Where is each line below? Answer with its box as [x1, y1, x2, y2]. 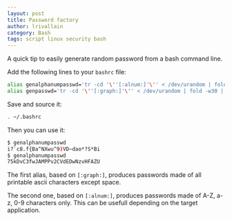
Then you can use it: [7, 125, 66, 134]
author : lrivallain [7, 23, 64, 30]
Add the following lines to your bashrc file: [7, 68, 126, 76]
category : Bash [7, 29, 51, 36]
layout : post [7, 10, 45, 17]
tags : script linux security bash [7, 36, 107, 43]
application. [7, 206, 41, 214]
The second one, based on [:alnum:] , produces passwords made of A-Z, [7, 191, 215, 200]
